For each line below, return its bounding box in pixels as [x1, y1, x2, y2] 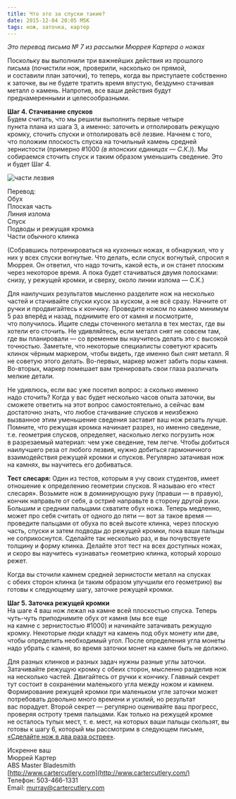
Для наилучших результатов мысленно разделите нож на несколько [7, 290, 215, 298]
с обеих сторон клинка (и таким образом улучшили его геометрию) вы [7, 578, 222, 586]
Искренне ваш [7, 746, 51, 755]
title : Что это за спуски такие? [7, 10, 106, 18]
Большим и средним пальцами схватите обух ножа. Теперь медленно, [7, 504, 222, 513]
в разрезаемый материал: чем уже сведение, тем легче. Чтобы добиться [7, 438, 230, 446]
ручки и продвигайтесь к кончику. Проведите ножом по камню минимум [7, 305, 229, 313]
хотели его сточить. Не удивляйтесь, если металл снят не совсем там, [7, 327, 221, 336]
